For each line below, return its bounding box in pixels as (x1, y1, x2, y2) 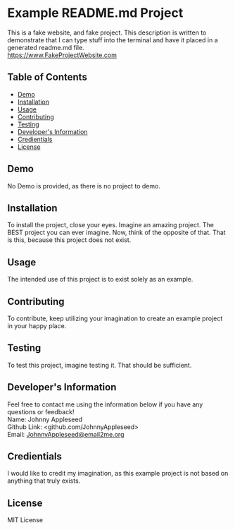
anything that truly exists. (7, 476, 81, 485)
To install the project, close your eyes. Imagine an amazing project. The (7, 221, 215, 229)
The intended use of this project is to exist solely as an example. (7, 275, 193, 284)
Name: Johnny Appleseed (7, 415, 83, 423)
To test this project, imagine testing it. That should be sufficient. (7, 361, 192, 369)
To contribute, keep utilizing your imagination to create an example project (7, 314, 223, 323)
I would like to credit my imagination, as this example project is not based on (7, 469, 229, 478)
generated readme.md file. (7, 43, 84, 52)
